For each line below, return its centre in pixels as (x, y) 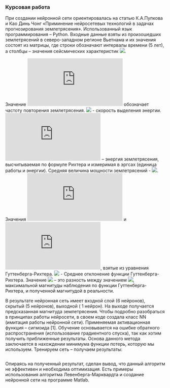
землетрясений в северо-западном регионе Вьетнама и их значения (81, 40)
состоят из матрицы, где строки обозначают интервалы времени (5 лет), (85, 45)
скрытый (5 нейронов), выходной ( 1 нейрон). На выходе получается (80, 306)
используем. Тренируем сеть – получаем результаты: (64, 349)
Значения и (66, 219)
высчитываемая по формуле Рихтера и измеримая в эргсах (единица (81, 164)
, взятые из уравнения (125, 268)
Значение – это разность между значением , (80, 280)
